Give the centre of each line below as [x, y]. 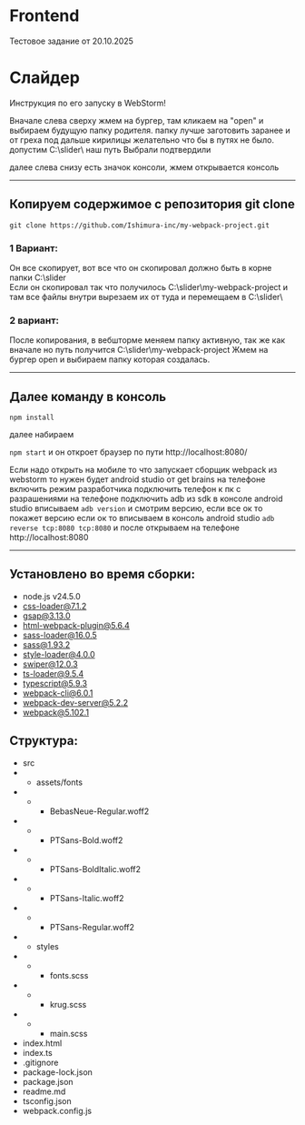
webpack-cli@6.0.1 [58, 693]
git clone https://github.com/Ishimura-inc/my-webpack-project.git [140, 225]
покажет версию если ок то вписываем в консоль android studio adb [142, 518]
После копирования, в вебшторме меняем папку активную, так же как [148, 340]
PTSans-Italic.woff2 [87, 898]
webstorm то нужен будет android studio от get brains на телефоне [138, 479]
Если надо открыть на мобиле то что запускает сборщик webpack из [143, 470]
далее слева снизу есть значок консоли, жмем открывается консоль [144, 167]
